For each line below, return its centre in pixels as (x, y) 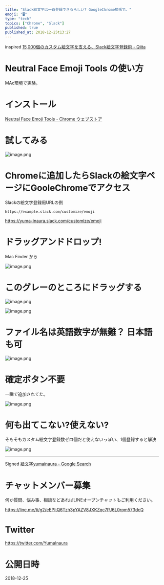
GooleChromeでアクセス (80, 188)
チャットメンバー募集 (48, 485)
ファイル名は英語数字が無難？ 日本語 (79, 332)
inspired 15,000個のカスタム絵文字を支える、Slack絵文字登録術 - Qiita (75, 47)
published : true (21, 28)
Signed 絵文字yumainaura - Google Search (48, 464)
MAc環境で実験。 (23, 83)
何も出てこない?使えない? (57, 425)
